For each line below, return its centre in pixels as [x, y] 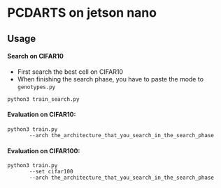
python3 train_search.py [43, 99]
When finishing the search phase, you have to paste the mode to [110, 79]
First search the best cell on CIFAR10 [70, 72]
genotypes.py [36, 87]
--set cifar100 [51, 172]
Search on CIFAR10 [36, 56]
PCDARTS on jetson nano [82, 13]
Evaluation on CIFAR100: [44, 150]
